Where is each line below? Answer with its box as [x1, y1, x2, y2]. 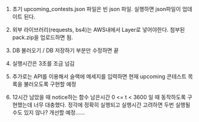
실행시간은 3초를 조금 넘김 [12, 60, 75, 67]
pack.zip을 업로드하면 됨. [12, 34, 73, 41]
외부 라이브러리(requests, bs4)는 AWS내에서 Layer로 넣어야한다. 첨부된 [12, 26, 185, 33]
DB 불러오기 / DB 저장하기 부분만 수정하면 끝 [12, 47, 119, 54]
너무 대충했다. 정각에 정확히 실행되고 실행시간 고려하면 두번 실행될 [33, 101, 191, 109]
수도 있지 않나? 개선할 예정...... [12, 109, 85, 116]
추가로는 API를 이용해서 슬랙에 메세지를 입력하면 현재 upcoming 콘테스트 [12, 73, 187, 80]
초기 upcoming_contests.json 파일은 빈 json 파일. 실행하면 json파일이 [12, 6, 181, 12]
